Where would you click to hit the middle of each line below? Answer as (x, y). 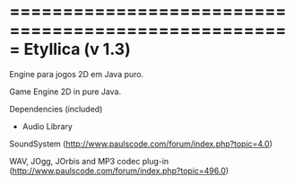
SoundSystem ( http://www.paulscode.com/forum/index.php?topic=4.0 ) (141, 144)
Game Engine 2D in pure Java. (65, 92)
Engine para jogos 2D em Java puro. (77, 74)
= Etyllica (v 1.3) (70, 49)
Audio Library (48, 126)
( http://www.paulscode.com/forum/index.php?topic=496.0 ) (119, 171)
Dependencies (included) (56, 109)
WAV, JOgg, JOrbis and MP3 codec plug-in (89, 161)
